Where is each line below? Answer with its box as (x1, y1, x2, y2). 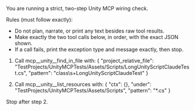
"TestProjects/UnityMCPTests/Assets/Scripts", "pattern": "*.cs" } (14, 87, 171, 94)
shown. (14, 40, 33, 46)
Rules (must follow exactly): (6, 16, 73, 23)
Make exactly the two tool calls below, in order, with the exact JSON (14, 34, 179, 40)
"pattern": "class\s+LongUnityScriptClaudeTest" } (28, 70, 148, 76)
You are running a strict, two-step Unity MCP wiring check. (6, 5, 148, 12)
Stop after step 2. (6, 98, 48, 105)
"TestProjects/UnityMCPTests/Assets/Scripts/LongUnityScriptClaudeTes (14, 63, 190, 70)
